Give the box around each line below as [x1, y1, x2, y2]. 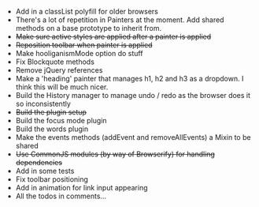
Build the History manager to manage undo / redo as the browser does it [15, 91, 250, 100]
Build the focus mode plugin [15, 116, 108, 125]
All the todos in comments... [15, 191, 107, 201]
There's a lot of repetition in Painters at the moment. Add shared [15, 15, 224, 24]
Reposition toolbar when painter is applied [15, 40, 153, 50]
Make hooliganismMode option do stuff [15, 49, 143, 58]
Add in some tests [15, 166, 75, 175]
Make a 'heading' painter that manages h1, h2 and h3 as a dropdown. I [15, 74, 244, 83]
